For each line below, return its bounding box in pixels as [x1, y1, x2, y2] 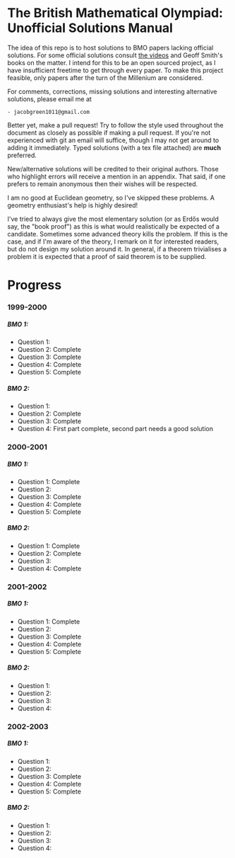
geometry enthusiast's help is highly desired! [7, 200, 138, 210]
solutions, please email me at [7, 94, 92, 103]
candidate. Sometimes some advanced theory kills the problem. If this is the [7, 229, 228, 238]
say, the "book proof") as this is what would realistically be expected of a [7, 222, 220, 231]
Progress [7, 278, 62, 293]
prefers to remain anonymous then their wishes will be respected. [7, 179, 198, 188]
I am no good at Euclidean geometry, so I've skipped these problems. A [7, 193, 215, 202]
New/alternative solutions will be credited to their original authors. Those [7, 164, 219, 173]
